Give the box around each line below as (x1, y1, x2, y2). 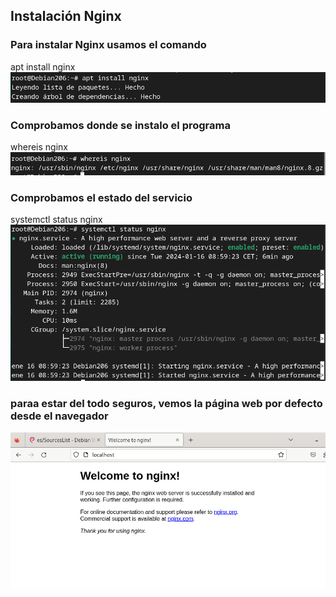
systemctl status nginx (10, 214, 103, 226)
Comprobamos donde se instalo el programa (10, 118, 231, 132)
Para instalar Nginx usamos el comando (10, 38, 207, 52)
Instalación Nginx (10, 8, 122, 25)
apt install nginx (10, 60, 76, 73)
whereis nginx (10, 140, 68, 153)
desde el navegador (10, 409, 109, 423)
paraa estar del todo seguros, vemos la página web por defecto (10, 396, 323, 410)
